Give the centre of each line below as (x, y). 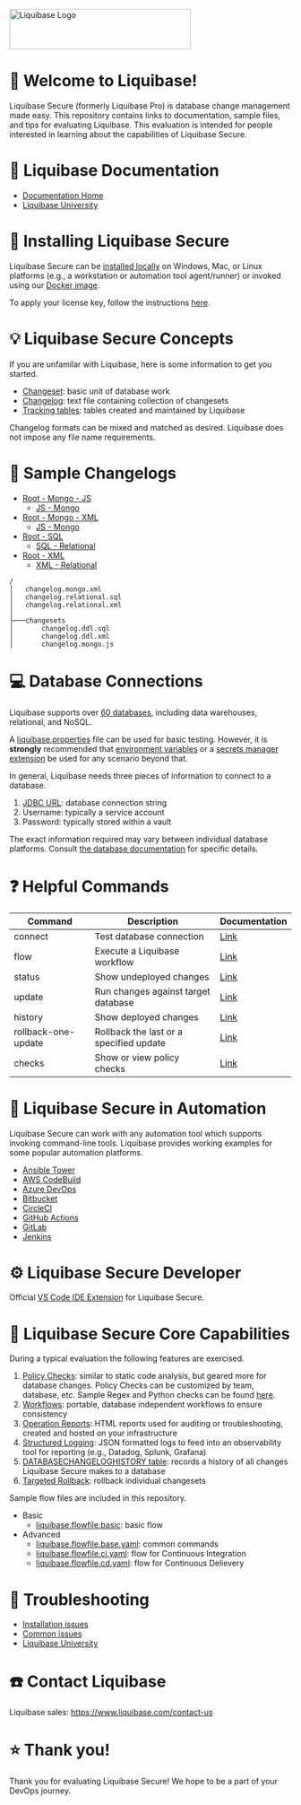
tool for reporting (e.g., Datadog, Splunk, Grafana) (114, 1452)
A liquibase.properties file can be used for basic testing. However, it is (138, 739)
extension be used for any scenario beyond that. (99, 758)
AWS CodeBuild (52, 1179)
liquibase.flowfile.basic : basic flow (99, 1525)
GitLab (34, 1227)
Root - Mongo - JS (56, 498)
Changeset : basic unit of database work (96, 391)
